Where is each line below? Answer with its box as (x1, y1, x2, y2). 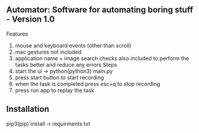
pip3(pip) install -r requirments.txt (6, 120, 90, 127)
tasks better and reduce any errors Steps (14, 61, 118, 68)
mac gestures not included (14, 48, 82, 55)
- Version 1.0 (6, 14, 55, 25)
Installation (6, 104, 49, 114)
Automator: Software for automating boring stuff (6, 5, 194, 15)
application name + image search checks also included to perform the (14, 54, 189, 62)
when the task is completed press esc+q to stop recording (14, 80, 160, 87)
